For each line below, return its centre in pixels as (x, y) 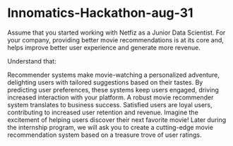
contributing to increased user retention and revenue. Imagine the (103, 112)
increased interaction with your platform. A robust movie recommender (110, 97)
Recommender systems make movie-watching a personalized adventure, (114, 75)
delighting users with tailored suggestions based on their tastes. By (105, 82)
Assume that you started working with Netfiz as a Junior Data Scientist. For (116, 32)
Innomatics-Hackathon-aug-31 (100, 13)
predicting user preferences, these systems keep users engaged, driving (113, 90)
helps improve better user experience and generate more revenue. (104, 47)
